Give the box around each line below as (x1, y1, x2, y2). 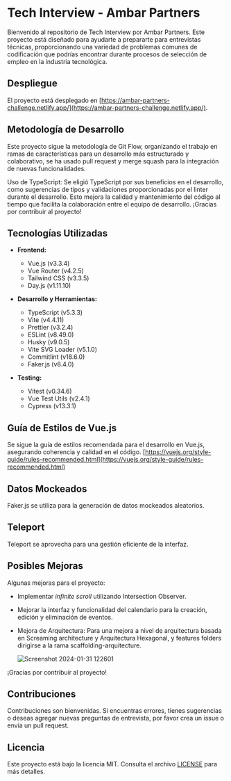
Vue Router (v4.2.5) (27, 266, 85, 275)
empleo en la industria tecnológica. (7, 57, 108, 65)
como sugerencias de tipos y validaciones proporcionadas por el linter (7, 185, 208, 193)
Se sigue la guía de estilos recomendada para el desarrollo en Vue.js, (7, 440, 205, 449)
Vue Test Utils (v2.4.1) (27, 394, 90, 403)
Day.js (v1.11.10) (27, 282, 71, 290)
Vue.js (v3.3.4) (27, 259, 70, 268)
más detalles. (7, 767, 46, 776)
